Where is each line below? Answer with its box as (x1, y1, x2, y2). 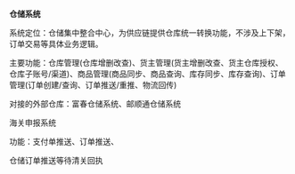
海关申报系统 (9, 117, 56, 128)
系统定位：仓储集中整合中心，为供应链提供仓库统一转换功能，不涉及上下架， (9, 28, 291, 38)
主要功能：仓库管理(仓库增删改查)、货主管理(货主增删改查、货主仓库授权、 (9, 58, 283, 67)
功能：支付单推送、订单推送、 (9, 137, 119, 146)
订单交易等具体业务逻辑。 (9, 39, 103, 49)
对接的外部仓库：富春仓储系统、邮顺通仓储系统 (9, 99, 181, 109)
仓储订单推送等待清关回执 (9, 155, 103, 165)
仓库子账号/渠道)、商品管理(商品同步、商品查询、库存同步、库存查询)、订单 (9, 68, 287, 79)
